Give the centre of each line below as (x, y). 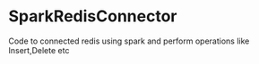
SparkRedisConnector (93, 16)
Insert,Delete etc (39, 50)
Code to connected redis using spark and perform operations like (129, 41)
